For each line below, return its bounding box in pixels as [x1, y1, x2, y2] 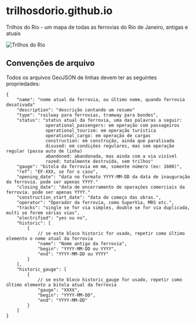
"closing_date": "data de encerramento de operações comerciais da [16, 184, 185, 190]
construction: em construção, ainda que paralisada [45, 138, 175, 143]
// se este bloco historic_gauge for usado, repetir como [37, 276, 183, 283]
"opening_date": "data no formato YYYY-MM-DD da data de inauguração [16, 173, 191, 180]
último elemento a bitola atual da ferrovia [6, 282, 117, 288]
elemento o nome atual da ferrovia [6, 235, 93, 242]
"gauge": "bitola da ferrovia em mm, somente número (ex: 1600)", [16, 163, 183, 169]
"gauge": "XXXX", [37, 287, 80, 293]
